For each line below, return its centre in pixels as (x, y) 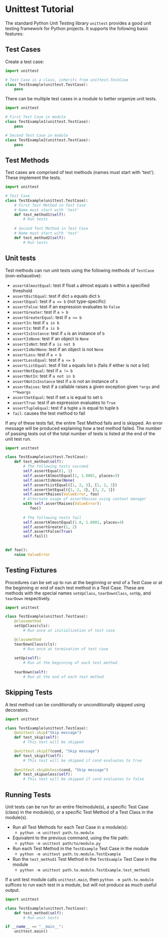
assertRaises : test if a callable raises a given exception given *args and (86, 387)
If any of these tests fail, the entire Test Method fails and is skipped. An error (84, 423)
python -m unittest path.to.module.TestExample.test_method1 (85, 870)
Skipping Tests (29, 693)
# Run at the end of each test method (63, 677)
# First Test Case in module (35, 117)
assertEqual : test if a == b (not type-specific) (59, 301)
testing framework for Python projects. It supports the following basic (77, 28)
